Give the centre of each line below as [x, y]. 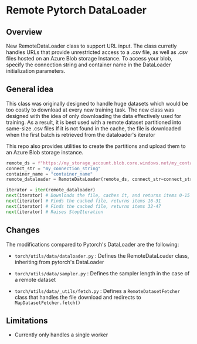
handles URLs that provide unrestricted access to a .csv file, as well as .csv [97, 52]
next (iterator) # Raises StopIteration [55, 212]
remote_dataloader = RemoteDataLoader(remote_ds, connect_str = [85, 180]
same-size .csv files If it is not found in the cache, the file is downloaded [94, 128]
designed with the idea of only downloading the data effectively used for [94, 116]
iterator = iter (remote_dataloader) [51, 190]
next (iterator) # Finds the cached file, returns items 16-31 [84, 201]
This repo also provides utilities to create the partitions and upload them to [96, 146]
